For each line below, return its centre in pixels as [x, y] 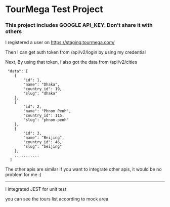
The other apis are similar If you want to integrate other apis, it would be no [83, 169]
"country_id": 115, [44, 116]
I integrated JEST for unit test [36, 189]
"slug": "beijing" [43, 147]
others [13, 31]
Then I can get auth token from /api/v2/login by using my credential [75, 52]
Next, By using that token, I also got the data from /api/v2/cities [71, 62]
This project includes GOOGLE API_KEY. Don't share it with [79, 25]
